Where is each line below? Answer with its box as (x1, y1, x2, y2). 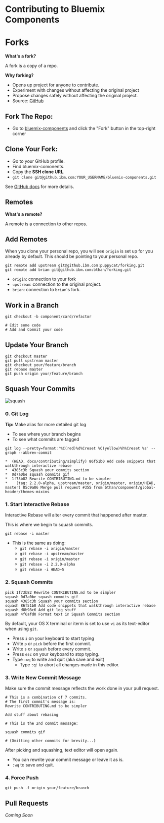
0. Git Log (5, 410, 29, 417)
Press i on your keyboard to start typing (12, 635, 94, 641)
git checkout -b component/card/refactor (5, 314, 92, 319)
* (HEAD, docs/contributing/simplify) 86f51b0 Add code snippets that (5, 459, 156, 464)
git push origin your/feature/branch (5, 371, 83, 376)
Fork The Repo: (5, 112, 53, 121)
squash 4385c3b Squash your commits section (5, 599, 98, 604)
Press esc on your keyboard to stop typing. (12, 651, 100, 657)
